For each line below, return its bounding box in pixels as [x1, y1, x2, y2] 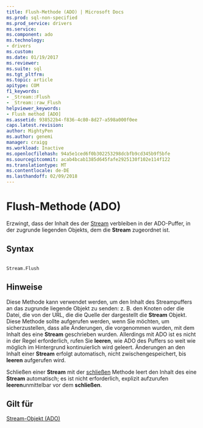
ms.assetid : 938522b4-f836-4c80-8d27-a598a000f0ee [6, 116, 138, 123]
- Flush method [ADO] [6, 111, 62, 117]
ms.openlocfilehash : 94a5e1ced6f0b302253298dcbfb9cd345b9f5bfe [6, 151, 171, 157]
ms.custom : [6, 49, 34, 55]
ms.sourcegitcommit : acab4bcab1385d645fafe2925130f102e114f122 [6, 156, 171, 162]
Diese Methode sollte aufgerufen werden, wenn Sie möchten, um [6, 318, 169, 325]
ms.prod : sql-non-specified [6, 15, 78, 21]
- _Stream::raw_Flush [6, 99, 62, 105]
